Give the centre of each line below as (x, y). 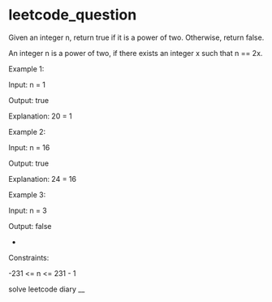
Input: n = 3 (28, 210)
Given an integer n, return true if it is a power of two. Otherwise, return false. (136, 37)
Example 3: (27, 194)
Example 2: (27, 132)
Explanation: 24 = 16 (43, 179)
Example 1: (26, 69)
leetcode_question (73, 15)
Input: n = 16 (29, 147)
